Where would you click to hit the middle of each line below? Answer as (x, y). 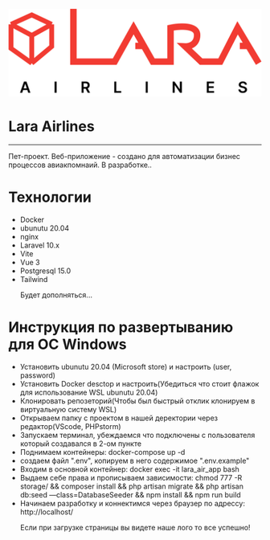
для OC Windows (67, 344)
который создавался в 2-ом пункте (81, 444)
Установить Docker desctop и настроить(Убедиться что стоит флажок (139, 384)
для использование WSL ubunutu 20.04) (89, 393)
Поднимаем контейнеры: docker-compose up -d (102, 452)
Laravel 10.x (40, 245)
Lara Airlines (51, 127)
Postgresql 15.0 (45, 271)
